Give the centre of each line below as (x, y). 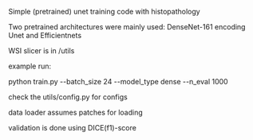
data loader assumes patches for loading (76, 112)
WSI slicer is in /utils (42, 51)
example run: (30, 66)
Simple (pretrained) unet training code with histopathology (105, 12)
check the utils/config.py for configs (68, 97)
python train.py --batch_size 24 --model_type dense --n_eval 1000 (119, 82)
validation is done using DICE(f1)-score (73, 128)
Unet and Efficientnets (45, 35)
